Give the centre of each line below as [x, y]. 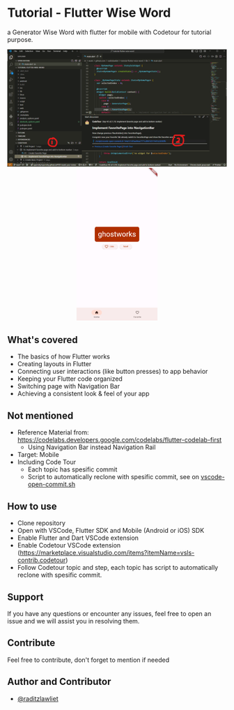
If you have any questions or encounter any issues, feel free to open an [109, 613]
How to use [32, 506]
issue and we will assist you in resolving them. [73, 621]
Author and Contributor [59, 682]
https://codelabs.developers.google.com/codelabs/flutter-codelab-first [119, 440]
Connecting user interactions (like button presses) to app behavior [112, 372]
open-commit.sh [52, 484]
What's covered [42, 340]
